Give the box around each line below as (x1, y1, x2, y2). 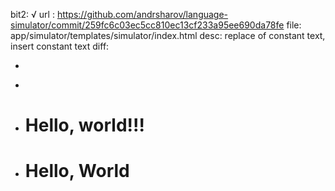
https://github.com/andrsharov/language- (56, 9, 229, 20)
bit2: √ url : (10, 9, 55, 20)
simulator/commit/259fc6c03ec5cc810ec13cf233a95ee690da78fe (10, 19, 285, 31)
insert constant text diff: (10, 40, 110, 52)
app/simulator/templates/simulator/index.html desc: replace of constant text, (10, 30, 326, 41)
